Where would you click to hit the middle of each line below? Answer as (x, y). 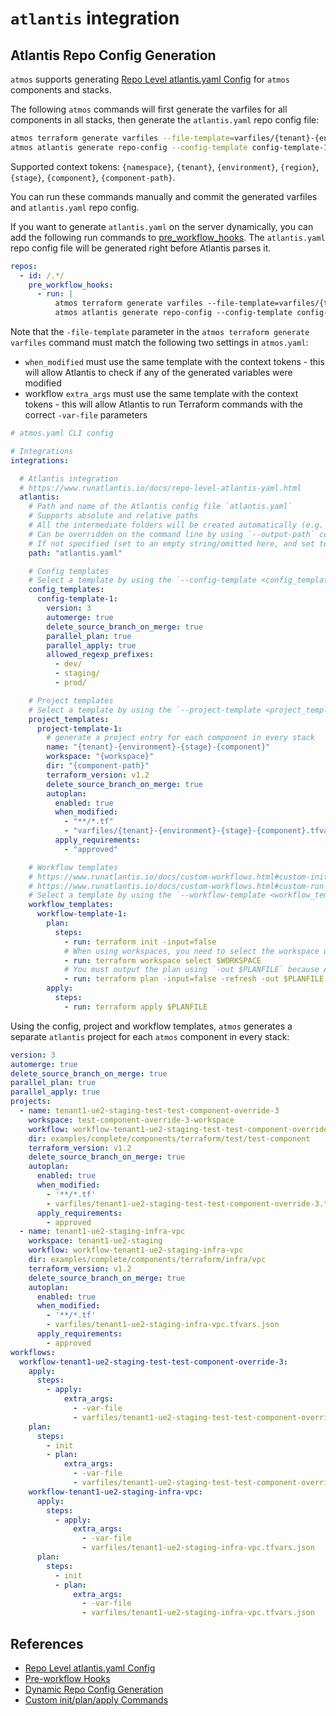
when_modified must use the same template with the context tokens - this (174, 361)
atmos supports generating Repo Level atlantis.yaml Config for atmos (150, 79)
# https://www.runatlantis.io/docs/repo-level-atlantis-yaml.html (160, 488)
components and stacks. (61, 90)
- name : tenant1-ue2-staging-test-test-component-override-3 (149, 1111)
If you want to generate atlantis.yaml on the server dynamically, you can (162, 226)
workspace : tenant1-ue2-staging (95, 1241)
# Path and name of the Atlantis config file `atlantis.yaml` (160, 507)
